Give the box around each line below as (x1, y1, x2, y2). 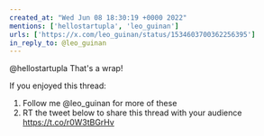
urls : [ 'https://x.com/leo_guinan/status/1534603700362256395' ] (9, 30, 256, 39)
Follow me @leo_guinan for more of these (22, 98, 178, 109)
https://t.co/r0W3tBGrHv (22, 117, 114, 128)
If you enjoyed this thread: (9, 80, 106, 91)
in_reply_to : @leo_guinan (9, 38, 106, 48)
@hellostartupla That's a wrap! (9, 63, 123, 74)
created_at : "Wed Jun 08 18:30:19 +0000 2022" (9, 13, 187, 23)
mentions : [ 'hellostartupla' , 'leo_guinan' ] (9, 22, 179, 31)
